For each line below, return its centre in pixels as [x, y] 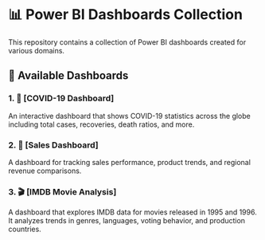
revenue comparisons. [45, 171]
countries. [25, 229]
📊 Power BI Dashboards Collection [125, 15]
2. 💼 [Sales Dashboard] [54, 145]
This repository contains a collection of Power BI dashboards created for [127, 42]
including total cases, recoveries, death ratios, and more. [101, 124]
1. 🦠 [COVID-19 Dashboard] [61, 98]
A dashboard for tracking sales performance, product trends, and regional [129, 162]
